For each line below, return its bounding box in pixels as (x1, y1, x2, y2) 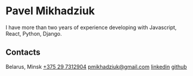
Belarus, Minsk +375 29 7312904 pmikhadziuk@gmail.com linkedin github (5, 63, 187, 70)
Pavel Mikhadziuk (5, 4, 95, 18)
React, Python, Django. (5, 30, 62, 37)
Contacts (5, 47, 41, 58)
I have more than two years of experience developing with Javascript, (5, 24, 177, 31)
